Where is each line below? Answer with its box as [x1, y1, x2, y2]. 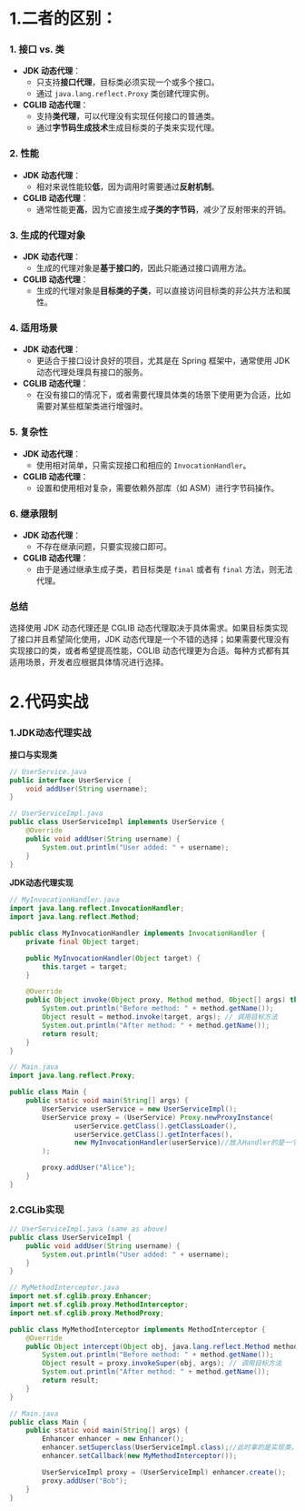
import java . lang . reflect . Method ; [9, 912, 141, 922]
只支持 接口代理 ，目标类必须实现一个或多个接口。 [35, 76, 220, 87]
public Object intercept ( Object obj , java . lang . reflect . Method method [25, 1342, 299, 1351]
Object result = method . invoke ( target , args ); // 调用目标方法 [42, 1012, 279, 1022]
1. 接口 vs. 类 [9, 43, 65, 55]
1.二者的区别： [9, 8, 118, 29]
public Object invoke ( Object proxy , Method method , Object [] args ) [25, 995, 286, 1005]
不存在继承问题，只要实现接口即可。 [35, 540, 172, 551]
